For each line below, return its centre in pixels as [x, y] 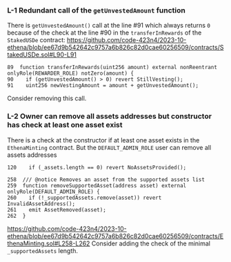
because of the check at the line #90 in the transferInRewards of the [104, 32]
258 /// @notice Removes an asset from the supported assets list [106, 179]
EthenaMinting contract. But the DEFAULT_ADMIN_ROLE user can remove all [109, 147]
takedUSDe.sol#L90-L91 [42, 55]
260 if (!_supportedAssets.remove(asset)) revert [84, 198]
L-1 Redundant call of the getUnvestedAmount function [97, 10]
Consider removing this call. [47, 98]
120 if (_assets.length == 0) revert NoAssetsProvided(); [97, 167]
